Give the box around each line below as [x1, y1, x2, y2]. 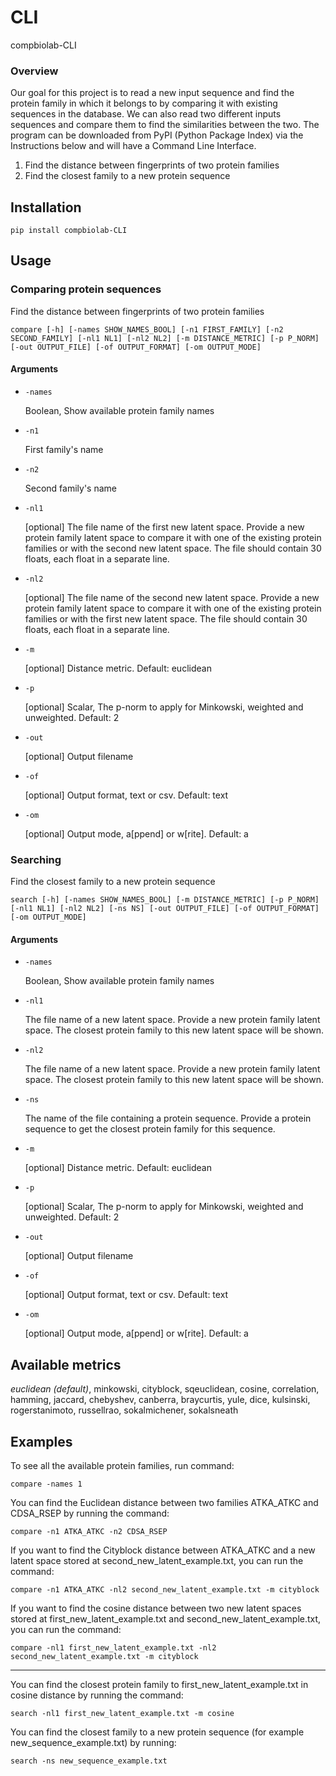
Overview [10, 64, 59, 78]
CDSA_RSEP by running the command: [10, 1507, 170, 1520]
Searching [10, 852, 62, 866]
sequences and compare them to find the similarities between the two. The [10, 119, 320, 131]
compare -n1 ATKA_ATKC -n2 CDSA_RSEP [10, 1527, 168, 1537]
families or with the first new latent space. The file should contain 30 [24, 612, 308, 625]
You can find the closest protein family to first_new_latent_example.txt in [10, 1679, 309, 1691]
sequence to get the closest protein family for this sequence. [24, 1123, 276, 1135]
